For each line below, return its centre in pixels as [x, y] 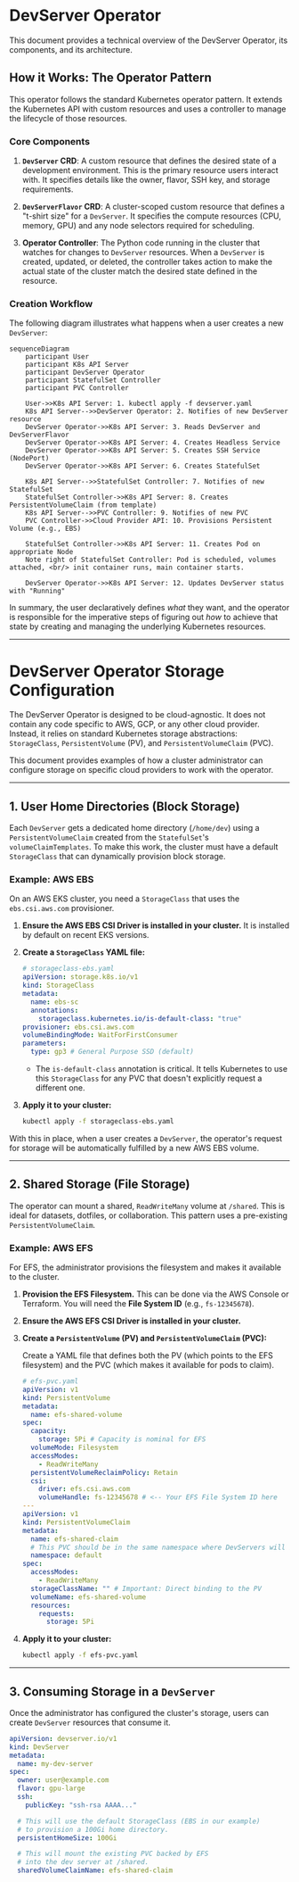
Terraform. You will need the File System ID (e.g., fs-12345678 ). [138, 1303]
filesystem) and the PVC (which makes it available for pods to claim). [148, 1365]
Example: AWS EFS [51, 1248]
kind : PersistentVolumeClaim [76, 1522]
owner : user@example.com [63, 1780]
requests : [57, 1613]
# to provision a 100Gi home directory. [93, 1829]
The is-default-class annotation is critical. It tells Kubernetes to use [161, 1069]
